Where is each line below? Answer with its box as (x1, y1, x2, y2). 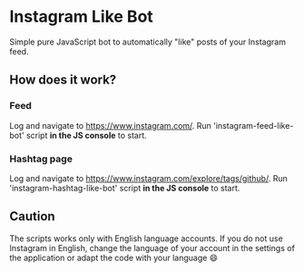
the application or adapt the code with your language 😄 (9, 252, 218, 263)
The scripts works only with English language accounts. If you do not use (9, 233, 283, 244)
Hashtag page (9, 152, 73, 165)
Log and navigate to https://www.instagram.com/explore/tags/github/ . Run (9, 172, 288, 183)
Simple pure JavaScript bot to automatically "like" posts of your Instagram (9, 36, 286, 47)
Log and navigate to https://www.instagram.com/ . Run (9, 120, 211, 131)
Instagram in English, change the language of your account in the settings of (9, 242, 295, 253)
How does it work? (9, 73, 117, 88)
